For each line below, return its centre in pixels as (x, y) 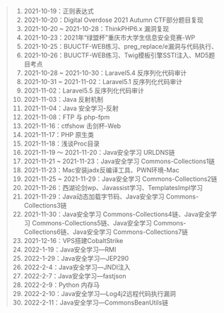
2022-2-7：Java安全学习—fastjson (75, 276)
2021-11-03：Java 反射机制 (64, 99)
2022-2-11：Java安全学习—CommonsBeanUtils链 (96, 302)
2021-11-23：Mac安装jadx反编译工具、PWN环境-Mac (101, 170)
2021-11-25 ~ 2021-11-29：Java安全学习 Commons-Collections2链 (120, 179)
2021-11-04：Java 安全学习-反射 (71, 108)
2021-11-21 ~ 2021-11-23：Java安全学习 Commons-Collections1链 (119, 161)
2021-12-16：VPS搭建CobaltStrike (73, 241)
